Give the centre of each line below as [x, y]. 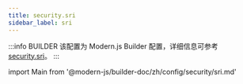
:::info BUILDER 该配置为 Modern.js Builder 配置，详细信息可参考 [113, 46]
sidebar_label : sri [40, 23]
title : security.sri [42, 15]
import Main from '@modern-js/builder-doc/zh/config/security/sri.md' [122, 71]
